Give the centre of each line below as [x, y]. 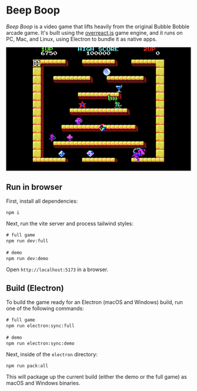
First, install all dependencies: [42, 201]
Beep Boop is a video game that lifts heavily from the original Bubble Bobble [98, 26]
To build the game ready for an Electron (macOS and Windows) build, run [95, 302]
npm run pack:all [27, 366]
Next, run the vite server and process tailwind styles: [70, 223]
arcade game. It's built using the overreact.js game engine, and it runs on [94, 32]
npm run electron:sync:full [40, 326]
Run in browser [34, 187]
